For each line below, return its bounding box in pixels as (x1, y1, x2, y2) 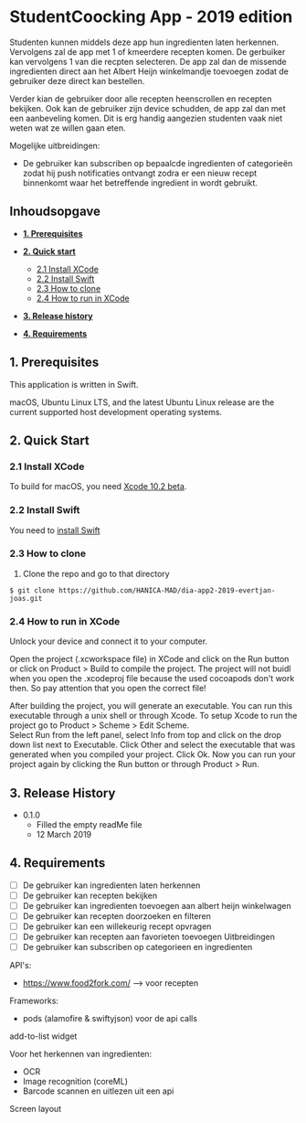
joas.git (9, 594, 43, 603)
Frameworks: (9, 995, 59, 1007)
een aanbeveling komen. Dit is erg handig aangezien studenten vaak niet (9, 112, 283, 123)
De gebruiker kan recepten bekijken (22, 890, 158, 901)
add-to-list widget (9, 1031, 78, 1042)
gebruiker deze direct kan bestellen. (9, 75, 145, 86)
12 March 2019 (36, 829, 92, 840)
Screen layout (9, 1104, 62, 1115)
